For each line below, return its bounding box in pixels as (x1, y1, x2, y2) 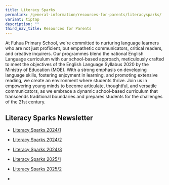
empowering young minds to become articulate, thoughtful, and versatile (5, 83, 157, 89)
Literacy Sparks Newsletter (5, 113, 93, 122)
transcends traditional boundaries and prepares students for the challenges (5, 94, 163, 100)
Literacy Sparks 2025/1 (12, 156, 61, 162)
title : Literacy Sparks (5, 7, 56, 13)
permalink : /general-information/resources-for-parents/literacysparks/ (5, 12, 162, 17)
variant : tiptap (5, 17, 39, 22)
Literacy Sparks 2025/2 (12, 166, 62, 172)
